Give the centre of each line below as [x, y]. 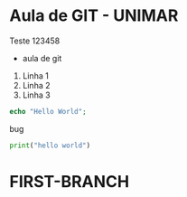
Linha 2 [36, 85]
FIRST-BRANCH [69, 181]
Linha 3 [37, 95]
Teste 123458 [35, 41]
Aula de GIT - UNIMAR [94, 16]
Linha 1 [36, 75]
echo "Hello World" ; [48, 111]
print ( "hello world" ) [50, 145]
